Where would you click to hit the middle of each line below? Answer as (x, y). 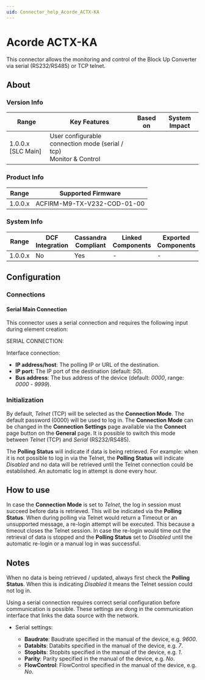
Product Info (25, 177)
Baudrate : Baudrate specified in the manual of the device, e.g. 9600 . (111, 639)
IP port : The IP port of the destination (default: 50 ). (79, 371)
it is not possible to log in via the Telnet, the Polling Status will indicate (95, 458)
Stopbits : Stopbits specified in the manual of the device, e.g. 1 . (103, 652)
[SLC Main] (26, 152)
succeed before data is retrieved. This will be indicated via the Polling (94, 511)
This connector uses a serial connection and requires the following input (97, 323)
